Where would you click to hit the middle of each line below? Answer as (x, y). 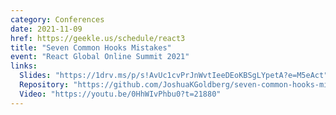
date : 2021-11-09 (46, 29)
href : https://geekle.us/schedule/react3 (98, 38)
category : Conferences (57, 19)
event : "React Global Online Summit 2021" (100, 57)
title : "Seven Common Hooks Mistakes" (91, 47)
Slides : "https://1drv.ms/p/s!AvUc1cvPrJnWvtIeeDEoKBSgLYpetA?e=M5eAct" (174, 76)
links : (24, 66)
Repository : (44, 85)
